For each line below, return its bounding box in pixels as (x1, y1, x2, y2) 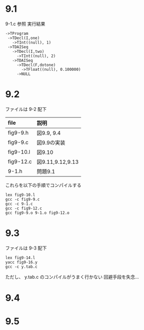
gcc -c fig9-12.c (5, 206, 42, 211)
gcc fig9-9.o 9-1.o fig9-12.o (5, 210, 70, 216)
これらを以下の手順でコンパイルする (5, 182, 82, 188)
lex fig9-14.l (5, 255, 36, 260)
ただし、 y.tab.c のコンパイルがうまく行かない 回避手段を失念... (5, 274, 139, 280)
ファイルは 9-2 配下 (5, 106, 47, 112)
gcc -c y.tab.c (5, 264, 38, 269)
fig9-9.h (8, 129, 29, 136)
